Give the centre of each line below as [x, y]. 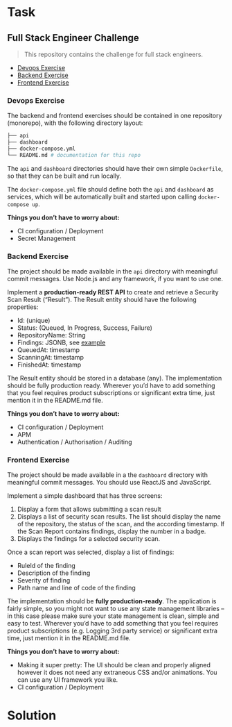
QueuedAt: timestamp [48, 350]
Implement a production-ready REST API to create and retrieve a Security [113, 292]
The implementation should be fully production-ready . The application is [112, 601]
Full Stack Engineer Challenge [73, 38]
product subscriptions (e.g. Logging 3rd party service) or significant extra [113, 631]
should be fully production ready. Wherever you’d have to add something [111, 385]
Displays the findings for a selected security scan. [89, 539]
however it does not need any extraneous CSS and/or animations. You [117, 672]
